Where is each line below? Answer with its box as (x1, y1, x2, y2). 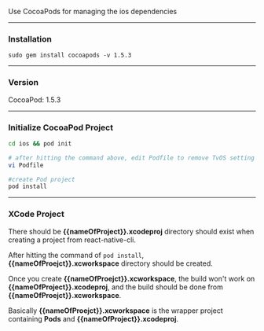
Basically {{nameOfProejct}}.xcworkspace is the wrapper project (8, 306, 224, 315)
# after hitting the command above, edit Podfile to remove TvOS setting (8, 153, 255, 162)
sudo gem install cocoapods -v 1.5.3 (8, 51, 132, 60)
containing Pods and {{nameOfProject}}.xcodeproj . (8, 314, 179, 323)
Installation (8, 33, 53, 44)
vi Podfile (8, 161, 44, 169)
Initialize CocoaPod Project (8, 122, 114, 133)
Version (8, 77, 39, 88)
